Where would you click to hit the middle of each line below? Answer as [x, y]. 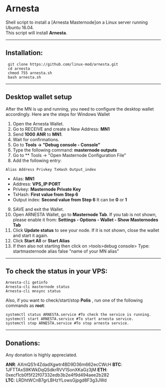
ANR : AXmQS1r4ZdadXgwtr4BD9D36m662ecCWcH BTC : [64, 365]
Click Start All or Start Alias [41, 240]
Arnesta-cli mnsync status [33, 291]
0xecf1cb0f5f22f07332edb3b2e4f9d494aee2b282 [58, 375]
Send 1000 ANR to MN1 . [38, 134]
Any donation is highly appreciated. [42, 355]
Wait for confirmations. [36, 139]
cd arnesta [19, 69]
